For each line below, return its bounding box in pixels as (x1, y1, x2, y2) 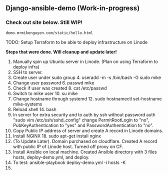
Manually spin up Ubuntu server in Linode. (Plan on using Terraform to (12, 58, 158, 64)
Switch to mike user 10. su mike (12, 90, 78, 96)
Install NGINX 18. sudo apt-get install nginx (12, 132, 101, 139)
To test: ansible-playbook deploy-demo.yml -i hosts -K (12, 159, 126, 165)
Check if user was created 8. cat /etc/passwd (12, 85, 107, 91)
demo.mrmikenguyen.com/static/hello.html (5, 30, 93, 35)
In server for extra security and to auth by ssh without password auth (12, 111, 155, 117)
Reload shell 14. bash (12, 106, 57, 112)
